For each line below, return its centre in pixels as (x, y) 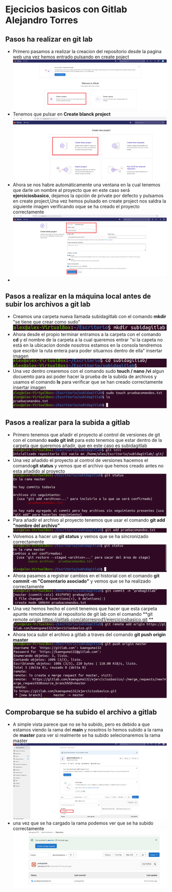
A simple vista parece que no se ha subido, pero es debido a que (81, 724)
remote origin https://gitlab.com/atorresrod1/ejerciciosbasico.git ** (83, 619)
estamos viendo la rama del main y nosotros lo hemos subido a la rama (88, 730)
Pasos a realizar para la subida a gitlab (68, 422)
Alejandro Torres (42, 20)
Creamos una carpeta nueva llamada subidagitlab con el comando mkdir (89, 317)
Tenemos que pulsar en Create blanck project (62, 114)
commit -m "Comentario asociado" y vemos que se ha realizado (82, 581)
